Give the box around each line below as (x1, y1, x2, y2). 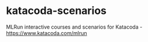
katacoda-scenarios (6, 4, 107, 17)
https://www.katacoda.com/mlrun (6, 29, 87, 36)
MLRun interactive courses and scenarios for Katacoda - (6, 23, 143, 30)
